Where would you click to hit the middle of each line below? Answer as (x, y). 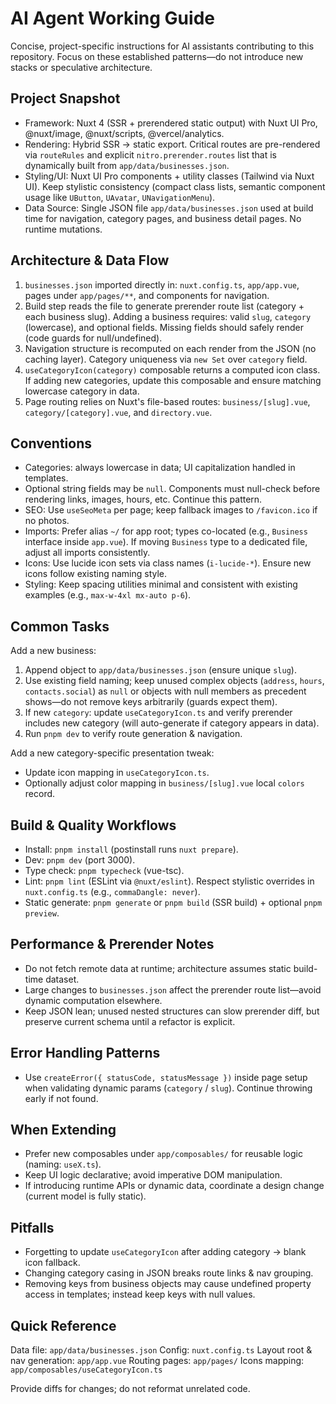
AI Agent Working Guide (112, 18)
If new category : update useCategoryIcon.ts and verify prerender (158, 713)
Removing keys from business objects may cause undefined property (168, 1284)
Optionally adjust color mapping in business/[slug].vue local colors (164, 783)
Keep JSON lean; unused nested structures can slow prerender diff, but (172, 1011)
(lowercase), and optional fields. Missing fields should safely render (164, 327)
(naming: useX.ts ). (63, 1164)
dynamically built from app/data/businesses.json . (127, 165)
